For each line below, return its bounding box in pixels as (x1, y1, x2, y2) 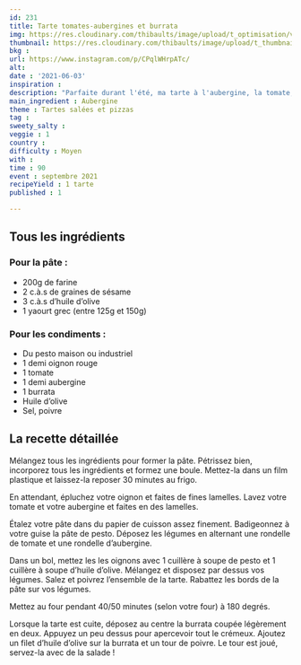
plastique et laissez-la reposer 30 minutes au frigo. (9, 474, 198, 485)
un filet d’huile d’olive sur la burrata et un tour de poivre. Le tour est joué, (9, 637, 279, 648)
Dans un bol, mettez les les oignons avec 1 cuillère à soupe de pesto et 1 (9, 555, 276, 565)
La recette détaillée (9, 432, 119, 447)
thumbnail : (9, 38, 50, 48)
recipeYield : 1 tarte (9, 180, 94, 189)
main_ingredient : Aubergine (9, 96, 118, 106)
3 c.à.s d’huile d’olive (21, 295, 100, 306)
